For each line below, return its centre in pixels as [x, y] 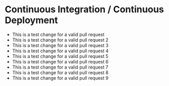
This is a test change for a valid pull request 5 [60, 56]
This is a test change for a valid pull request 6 [60, 61]
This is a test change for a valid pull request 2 [60, 40]
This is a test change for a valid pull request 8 [60, 72]
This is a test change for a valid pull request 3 [60, 45]
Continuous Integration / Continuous [84, 9]
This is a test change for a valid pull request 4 [60, 51]
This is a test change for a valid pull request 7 [60, 67]
